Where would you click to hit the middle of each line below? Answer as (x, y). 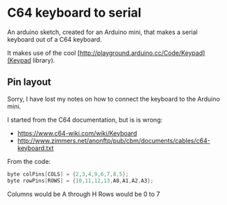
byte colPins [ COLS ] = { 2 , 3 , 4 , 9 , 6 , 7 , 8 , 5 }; (68, 174)
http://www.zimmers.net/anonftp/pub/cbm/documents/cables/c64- (113, 140)
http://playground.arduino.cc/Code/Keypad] (142, 53)
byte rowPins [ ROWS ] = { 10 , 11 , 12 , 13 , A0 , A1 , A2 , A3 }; (81, 181)
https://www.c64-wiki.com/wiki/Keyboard (77, 133)
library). (44, 60)
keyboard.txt (35, 148)
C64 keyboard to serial (74, 13)
